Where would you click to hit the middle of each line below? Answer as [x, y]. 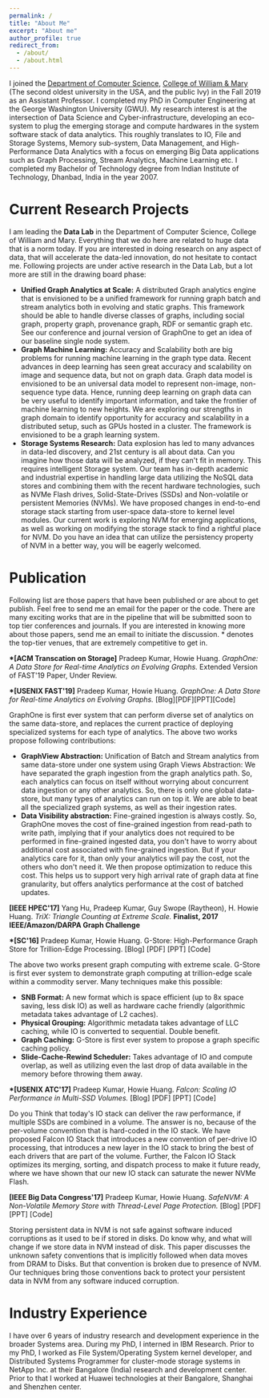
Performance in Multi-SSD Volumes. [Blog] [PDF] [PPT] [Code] [113, 1098]
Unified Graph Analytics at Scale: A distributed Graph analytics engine [139, 290]
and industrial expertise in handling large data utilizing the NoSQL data [137, 477]
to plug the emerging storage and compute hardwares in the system [147, 126]
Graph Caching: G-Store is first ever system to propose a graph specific [140, 1039]
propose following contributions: [63, 740]
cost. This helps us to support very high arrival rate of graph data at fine [140, 875]
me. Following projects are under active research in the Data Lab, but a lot [131, 265]
